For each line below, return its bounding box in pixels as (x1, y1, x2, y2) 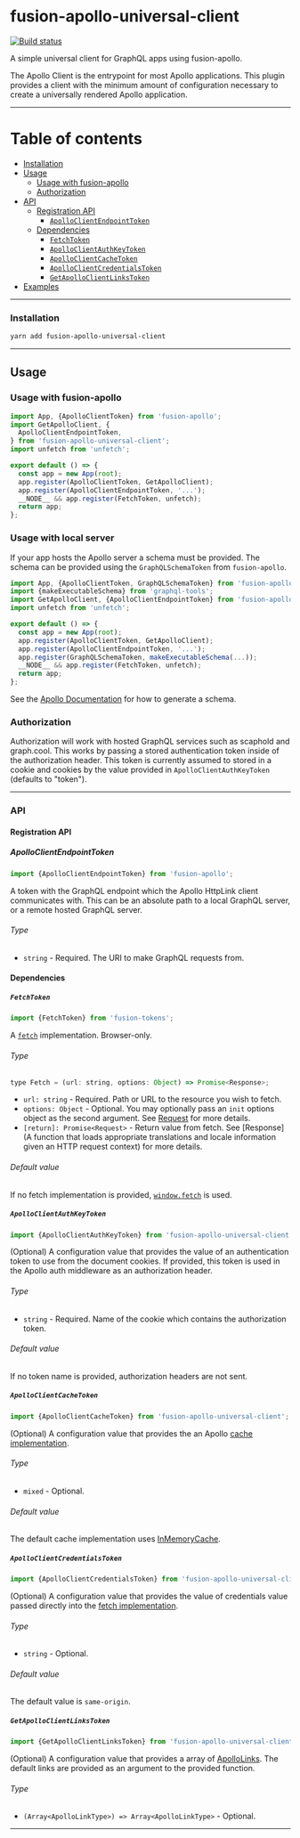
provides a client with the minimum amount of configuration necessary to (10, 79, 279, 90)
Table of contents (10, 129, 143, 149)
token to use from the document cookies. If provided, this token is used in (10, 1256, 280, 1266)
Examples (22, 281, 60, 291)
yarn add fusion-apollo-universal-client (10, 332, 166, 341)
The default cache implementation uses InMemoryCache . (10, 1533, 221, 1544)
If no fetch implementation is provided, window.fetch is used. (10, 1189, 232, 1200)
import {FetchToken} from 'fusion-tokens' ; (10, 1013, 174, 1023)
